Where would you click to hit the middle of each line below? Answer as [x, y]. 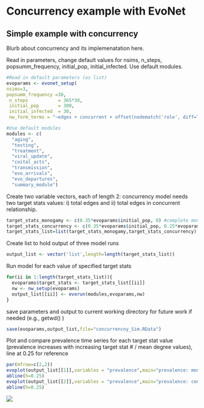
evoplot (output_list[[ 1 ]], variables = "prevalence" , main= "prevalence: [97, 370]
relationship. [22, 209]
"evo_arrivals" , [32, 173]
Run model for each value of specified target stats [69, 266]
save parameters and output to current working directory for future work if [99, 311]
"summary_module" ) [35, 185]
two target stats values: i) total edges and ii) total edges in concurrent [93, 202]
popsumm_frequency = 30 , [36, 95]
